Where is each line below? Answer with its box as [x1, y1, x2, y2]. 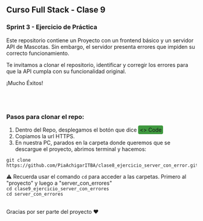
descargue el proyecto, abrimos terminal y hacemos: [14, 145, 147, 153]
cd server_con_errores [6, 191, 63, 197]
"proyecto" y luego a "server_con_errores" [6, 179, 112, 187]
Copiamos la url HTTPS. [14, 132, 75, 139]
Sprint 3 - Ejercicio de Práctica [6, 23, 98, 31]
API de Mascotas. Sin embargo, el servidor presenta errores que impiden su [6, 43, 195, 50]
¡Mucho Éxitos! [6, 79, 43, 86]
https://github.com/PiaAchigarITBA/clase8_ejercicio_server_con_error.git [6, 162, 199, 168]
